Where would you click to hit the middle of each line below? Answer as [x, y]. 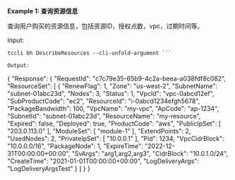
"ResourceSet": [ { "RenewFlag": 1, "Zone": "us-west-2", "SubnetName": [112, 86]
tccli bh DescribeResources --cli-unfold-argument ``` [90, 53]
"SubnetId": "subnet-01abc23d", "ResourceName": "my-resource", [104, 116]
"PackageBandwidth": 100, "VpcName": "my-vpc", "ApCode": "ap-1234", [113, 108]
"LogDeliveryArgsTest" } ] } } [49, 168]
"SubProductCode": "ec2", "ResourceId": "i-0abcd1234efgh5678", [104, 101]
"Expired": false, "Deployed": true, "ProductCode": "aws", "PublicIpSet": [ [114, 124]
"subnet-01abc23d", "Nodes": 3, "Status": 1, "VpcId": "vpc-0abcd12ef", [111, 94]
